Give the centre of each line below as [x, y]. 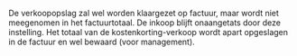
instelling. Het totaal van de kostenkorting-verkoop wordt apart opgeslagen [148, 32]
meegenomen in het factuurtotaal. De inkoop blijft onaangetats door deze [145, 23]
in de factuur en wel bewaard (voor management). [102, 42]
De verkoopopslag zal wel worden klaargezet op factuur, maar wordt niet [144, 13]
